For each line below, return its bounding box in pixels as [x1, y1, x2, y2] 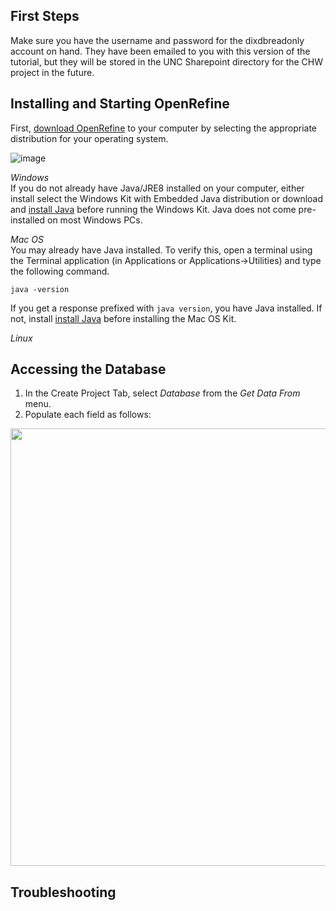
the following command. [10, 265, 110, 277]
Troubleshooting [10, 884, 117, 901]
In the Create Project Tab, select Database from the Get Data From [24, 387, 301, 399]
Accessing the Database [10, 361, 167, 378]
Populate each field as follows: [24, 409, 152, 421]
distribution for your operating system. [10, 132, 169, 144]
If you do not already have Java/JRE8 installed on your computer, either [10, 182, 305, 194]
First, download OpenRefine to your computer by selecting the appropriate [10, 122, 318, 134]
